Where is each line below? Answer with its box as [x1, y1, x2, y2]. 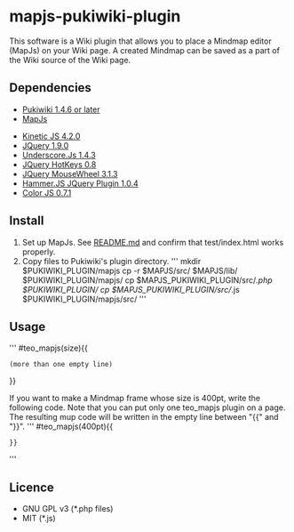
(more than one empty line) [9, 360, 114, 369]
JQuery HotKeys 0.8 [21, 158, 97, 170]
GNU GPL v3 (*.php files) [21, 504, 114, 514]
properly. [21, 246, 56, 257]
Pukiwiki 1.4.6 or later [21, 104, 100, 115]
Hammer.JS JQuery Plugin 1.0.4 [21, 178, 139, 189]
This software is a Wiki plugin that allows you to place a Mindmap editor [9, 36, 273, 46]
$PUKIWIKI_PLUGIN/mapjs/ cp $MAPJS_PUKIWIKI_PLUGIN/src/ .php [21, 274, 273, 286]
